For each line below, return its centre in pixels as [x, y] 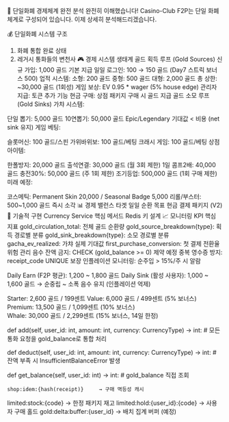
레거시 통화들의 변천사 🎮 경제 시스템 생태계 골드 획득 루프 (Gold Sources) [116, 59]
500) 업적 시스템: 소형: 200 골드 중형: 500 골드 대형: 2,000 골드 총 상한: [121, 78]
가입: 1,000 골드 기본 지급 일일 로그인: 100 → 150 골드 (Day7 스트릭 [114, 70]
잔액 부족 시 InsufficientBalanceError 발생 [64, 360]
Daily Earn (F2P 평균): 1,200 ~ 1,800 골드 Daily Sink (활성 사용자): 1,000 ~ [108, 275]
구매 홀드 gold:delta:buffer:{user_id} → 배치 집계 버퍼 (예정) [95, 411]
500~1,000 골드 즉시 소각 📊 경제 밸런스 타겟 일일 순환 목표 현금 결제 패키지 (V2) [115, 205]
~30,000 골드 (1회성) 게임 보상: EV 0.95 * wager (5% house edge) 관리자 [117, 87]
